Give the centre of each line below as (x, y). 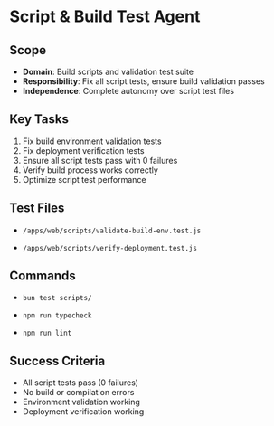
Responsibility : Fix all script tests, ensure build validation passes (143, 81)
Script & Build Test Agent (105, 17)
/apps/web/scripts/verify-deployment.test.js (109, 248)
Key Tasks (39, 119)
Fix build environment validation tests (92, 141)
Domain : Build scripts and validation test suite (108, 71)
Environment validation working (81, 402)
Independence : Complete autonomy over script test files (128, 91)
